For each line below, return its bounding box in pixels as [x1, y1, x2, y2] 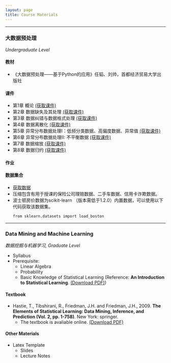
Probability [20, 269, 43, 275]
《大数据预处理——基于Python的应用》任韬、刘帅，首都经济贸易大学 [12, 71, 157, 77]
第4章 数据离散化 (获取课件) [12, 122, 71, 128]
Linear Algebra [20, 263, 52, 270]
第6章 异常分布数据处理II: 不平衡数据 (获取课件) [12, 134, 111, 141]
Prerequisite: [12, 258, 40, 264]
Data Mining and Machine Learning [5, 230, 94, 237]
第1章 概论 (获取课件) [12, 102, 56, 108]
